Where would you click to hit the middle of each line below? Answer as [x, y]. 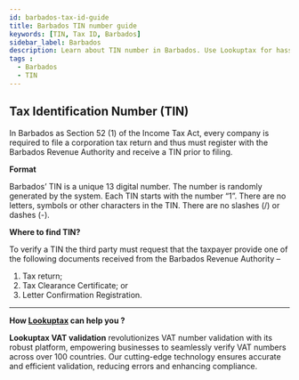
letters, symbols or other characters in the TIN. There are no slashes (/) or [145, 205]
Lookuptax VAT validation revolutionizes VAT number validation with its [141, 337]
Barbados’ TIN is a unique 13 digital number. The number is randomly [136, 186]
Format [23, 169]
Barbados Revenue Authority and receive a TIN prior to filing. [121, 151]
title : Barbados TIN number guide [73, 26]
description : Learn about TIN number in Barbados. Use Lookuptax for [141, 51]
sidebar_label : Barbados [55, 42]
